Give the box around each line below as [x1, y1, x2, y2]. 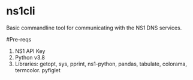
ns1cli [6, 4, 35, 18]
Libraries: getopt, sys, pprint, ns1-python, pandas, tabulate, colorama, [14, 60, 188, 67]
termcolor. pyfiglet [14, 66, 61, 73]
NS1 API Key [14, 47, 46, 55]
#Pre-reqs [6, 35, 32, 43]
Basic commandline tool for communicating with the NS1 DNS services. [6, 24, 182, 31]
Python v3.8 [14, 54, 45, 61]
